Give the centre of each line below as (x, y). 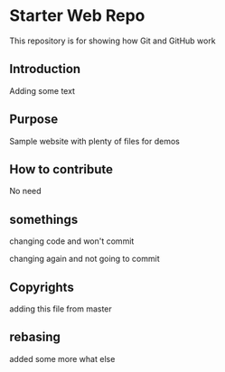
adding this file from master (61, 309)
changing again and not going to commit (84, 259)
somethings (44, 219)
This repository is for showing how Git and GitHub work (112, 41)
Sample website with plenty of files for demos (95, 141)
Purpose (34, 120)
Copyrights (42, 287)
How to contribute (61, 169)
